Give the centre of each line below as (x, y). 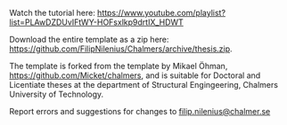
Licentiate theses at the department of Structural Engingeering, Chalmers (144, 85)
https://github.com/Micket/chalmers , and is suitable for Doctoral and (135, 75)
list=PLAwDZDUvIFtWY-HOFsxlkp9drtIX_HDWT (97, 22)
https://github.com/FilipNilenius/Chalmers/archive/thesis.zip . (121, 49)
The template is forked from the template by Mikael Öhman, (119, 66)
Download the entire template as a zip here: (89, 39)
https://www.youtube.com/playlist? (161, 13)
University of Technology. (57, 94)
